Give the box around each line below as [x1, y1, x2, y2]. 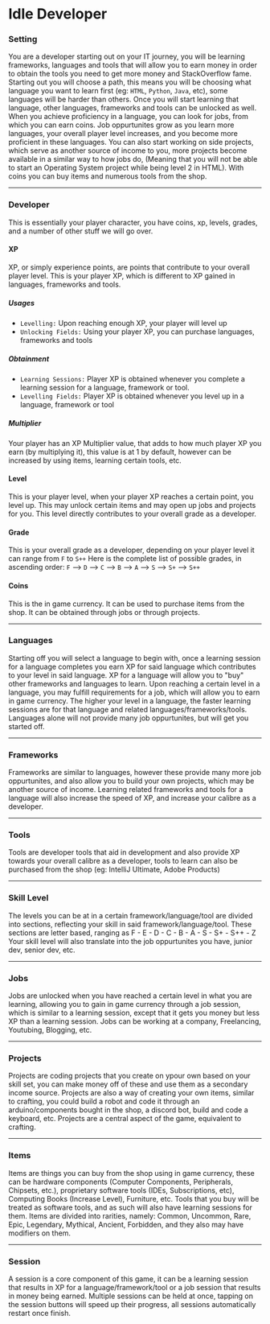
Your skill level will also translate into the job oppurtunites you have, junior [8, 936, 253, 946]
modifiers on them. [8, 1228, 71, 1238]
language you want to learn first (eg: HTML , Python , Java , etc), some [8, 86, 228, 96]
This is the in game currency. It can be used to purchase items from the [8, 599, 245, 608]
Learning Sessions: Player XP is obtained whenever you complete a [19, 373, 245, 383]
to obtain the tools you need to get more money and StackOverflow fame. [8, 69, 252, 79]
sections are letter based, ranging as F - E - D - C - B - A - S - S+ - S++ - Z [8, 927, 256, 938]
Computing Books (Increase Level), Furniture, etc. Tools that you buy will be [8, 1194, 260, 1203]
